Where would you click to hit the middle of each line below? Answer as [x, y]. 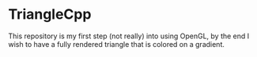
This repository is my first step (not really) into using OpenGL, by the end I [129, 36]
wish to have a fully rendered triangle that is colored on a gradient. [117, 44]
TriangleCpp [50, 14]
